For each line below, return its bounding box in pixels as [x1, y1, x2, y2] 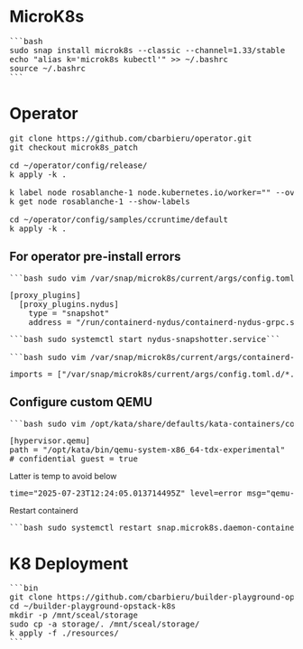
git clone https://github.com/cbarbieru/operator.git [9, 133, 252, 144]
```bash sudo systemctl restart [9, 522, 152, 533]
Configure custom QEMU [9, 394, 153, 410]
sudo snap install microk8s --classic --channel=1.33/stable [9, 45, 286, 55]
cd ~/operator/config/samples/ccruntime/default [9, 214, 228, 225]
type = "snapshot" [28, 308, 110, 318]
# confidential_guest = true [9, 453, 138, 464]
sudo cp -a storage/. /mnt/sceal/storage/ [9, 619, 200, 629]
